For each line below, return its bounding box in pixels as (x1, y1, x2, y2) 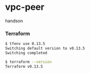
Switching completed (5, 50, 48, 55)
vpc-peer (5, 1, 45, 13)
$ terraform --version (5, 59, 52, 64)
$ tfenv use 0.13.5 (5, 41, 45, 46)
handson (5, 18, 23, 24)
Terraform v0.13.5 (5, 64, 43, 69)
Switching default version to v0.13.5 (5, 46, 85, 51)
